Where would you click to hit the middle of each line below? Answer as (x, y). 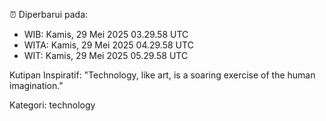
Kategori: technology (52, 105)
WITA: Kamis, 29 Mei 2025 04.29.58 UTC (108, 45)
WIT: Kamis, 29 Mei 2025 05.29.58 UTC (106, 55)
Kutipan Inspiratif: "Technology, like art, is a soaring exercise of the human (162, 75)
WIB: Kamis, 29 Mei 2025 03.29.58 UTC (106, 34)
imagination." (36, 85)
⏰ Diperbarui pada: (49, 14)
